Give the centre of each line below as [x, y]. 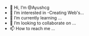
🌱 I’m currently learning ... [36, 18]
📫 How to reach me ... [32, 28]
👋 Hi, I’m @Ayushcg [30, 8]
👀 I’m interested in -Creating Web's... [47, 13]
